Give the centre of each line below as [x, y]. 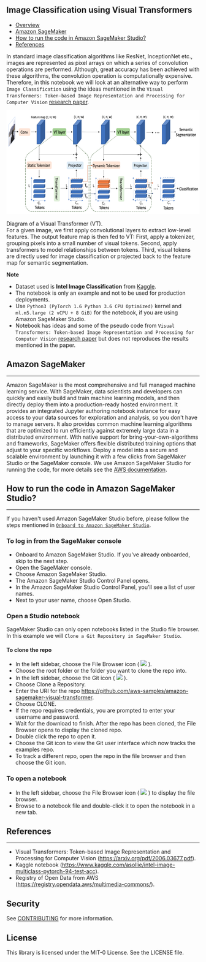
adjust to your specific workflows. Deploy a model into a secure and [92, 450]
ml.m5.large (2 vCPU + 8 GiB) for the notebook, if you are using [97, 312]
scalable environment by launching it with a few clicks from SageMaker [96, 456]
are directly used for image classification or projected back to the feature [99, 256]
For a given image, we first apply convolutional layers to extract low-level [99, 230]
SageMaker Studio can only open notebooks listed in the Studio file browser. [103, 629]
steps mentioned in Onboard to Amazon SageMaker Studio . [79, 525]
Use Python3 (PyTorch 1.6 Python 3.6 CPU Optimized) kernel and [98, 306]
